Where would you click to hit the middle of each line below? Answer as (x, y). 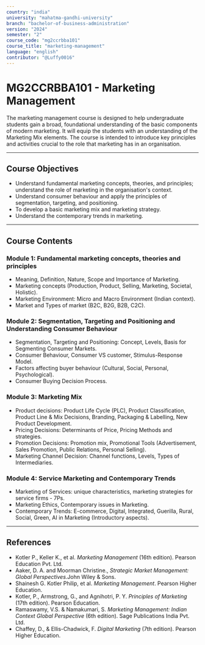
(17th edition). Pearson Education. (58, 603)
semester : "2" (24, 35)
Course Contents (40, 241)
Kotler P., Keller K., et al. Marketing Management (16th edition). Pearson (106, 557)
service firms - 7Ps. (40, 498)
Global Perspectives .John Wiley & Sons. (65, 576)
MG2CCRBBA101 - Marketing (81, 88)
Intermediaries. (34, 462)
